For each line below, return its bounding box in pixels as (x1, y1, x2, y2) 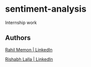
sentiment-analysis (5, 3, 87, 15)
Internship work (5, 20, 37, 25)
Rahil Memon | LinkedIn (5, 46, 53, 52)
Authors (5, 34, 31, 42)
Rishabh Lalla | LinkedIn (5, 56, 53, 62)
